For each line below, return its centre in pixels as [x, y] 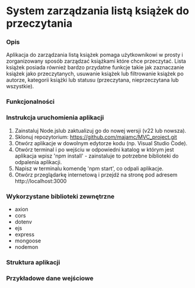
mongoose [28, 241]
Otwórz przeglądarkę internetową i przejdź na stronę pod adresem [96, 175]
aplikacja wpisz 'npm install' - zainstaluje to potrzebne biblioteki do [97, 156]
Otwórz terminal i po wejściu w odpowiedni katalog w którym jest [94, 149]
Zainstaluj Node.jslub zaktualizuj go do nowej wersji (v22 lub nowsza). [100, 130]
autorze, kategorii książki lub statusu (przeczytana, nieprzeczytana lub [92, 80]
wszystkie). [20, 87]
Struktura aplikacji [33, 262]
